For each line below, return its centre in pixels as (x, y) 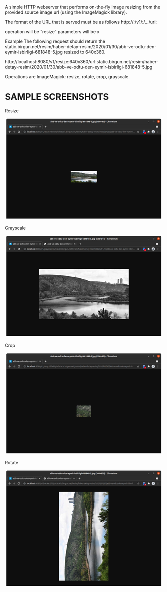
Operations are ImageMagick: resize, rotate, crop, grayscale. (67, 77)
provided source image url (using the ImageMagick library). (66, 12)
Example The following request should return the (55, 41)
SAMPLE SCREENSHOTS (57, 97)
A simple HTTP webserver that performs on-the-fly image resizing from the (83, 7)
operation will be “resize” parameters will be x (52, 32)
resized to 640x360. (85, 52)
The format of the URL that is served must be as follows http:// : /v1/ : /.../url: (81, 22)
